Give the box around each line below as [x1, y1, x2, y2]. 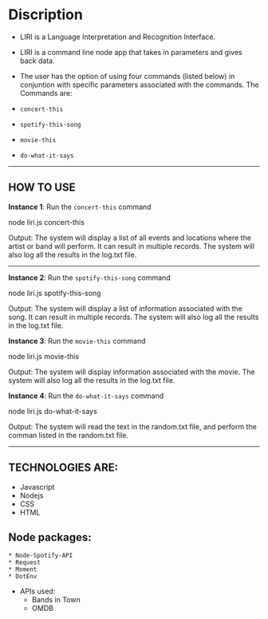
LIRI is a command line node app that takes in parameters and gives [19, 47, 242, 57]
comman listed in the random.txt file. [8, 430, 129, 440]
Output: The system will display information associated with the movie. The [8, 367, 255, 377]
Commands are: [19, 88, 73, 97]
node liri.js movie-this [8, 351, 80, 361]
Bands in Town [31, 595, 81, 605]
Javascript [19, 482, 55, 491]
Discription [8, 6, 84, 24]
